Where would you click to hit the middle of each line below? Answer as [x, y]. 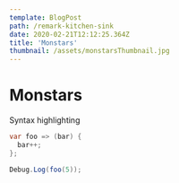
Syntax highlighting [45, 120]
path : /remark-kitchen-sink [62, 26]
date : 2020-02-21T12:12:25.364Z [69, 34]
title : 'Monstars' [43, 43]
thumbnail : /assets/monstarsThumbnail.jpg [89, 51]
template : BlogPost [46, 17]
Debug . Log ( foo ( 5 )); [46, 170]
